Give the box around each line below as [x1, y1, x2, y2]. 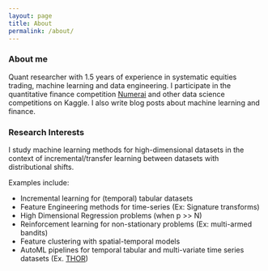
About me [8, 53, 49, 65]
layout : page [8, 11, 53, 20]
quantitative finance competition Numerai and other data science [8, 89, 225, 99]
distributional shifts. [8, 162, 74, 171]
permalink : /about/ [8, 27, 74, 35]
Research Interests [8, 126, 85, 138]
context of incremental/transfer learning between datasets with [8, 153, 219, 163]
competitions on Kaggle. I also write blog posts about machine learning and [8, 98, 261, 108]
